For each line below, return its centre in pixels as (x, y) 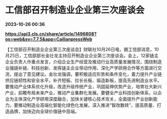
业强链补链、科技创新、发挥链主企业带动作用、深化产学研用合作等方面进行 (81, 68)
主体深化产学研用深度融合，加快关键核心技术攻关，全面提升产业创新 (83, 99)
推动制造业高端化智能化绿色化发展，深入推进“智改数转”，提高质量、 (88, 105)
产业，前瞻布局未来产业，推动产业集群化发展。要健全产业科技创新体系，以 (81, 93)
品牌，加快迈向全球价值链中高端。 (44, 111)
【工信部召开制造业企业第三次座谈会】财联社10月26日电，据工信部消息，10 (82, 49)
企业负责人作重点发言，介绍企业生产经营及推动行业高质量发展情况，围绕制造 (83, 61)
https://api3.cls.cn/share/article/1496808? (51, 34)
